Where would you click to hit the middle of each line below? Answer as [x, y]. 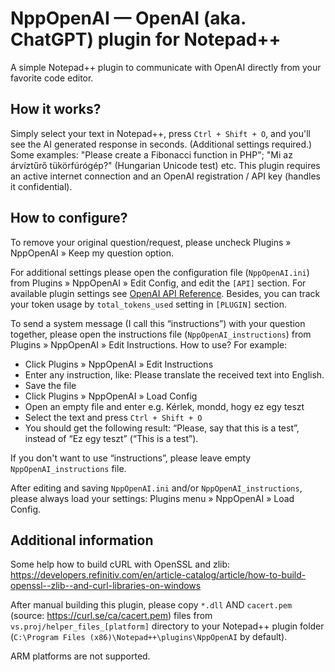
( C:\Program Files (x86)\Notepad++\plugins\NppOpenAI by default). [149, 637]
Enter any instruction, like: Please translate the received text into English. [174, 374]
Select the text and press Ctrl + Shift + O [113, 417]
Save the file [50, 385]
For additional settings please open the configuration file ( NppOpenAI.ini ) [160, 272]
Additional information [82, 540]
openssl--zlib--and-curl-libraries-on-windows [106, 586]
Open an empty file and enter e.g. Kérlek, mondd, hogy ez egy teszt [164, 406]
